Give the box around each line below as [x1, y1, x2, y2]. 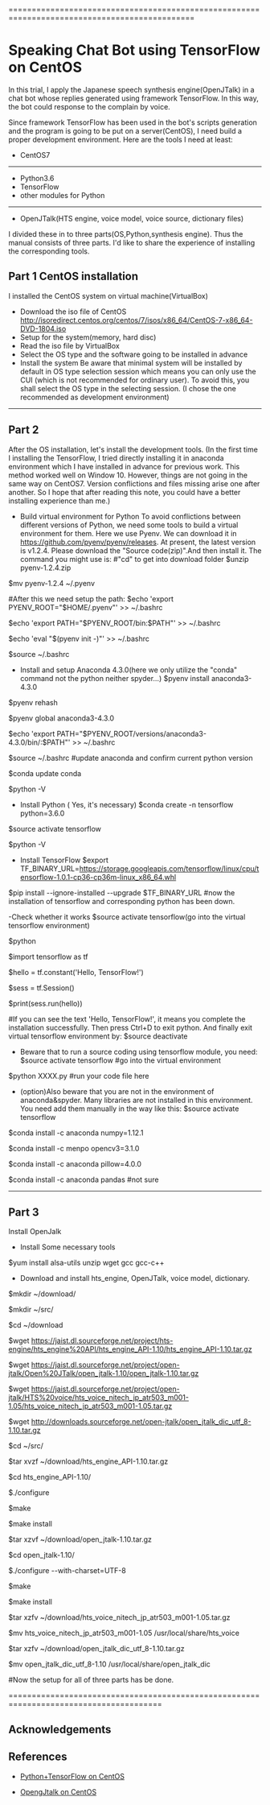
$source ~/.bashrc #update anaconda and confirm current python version [8, 753, 253, 762]
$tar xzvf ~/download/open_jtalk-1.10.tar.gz [8, 1534, 153, 1544]
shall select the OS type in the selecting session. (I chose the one [19, 383, 237, 393]
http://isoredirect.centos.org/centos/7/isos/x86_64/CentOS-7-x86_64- [19, 315, 253, 324]
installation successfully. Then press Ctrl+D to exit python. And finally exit [8, 1022, 253, 1032]
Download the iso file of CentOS [19, 307, 127, 316]
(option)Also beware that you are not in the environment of [19, 1086, 215, 1096]
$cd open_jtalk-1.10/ [8, 1551, 75, 1560]
